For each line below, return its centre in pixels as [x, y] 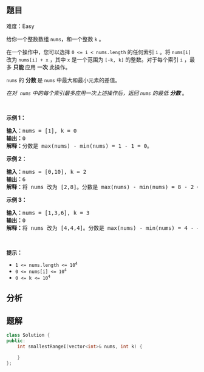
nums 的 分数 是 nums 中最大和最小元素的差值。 [63, 80]
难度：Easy [20, 26]
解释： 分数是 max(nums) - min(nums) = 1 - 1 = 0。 [80, 146]
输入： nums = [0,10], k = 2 [46, 172]
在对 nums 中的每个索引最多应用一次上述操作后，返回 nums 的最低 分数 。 [97, 93]
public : [16, 341]
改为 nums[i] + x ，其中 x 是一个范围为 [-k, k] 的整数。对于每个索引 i [95, 60]
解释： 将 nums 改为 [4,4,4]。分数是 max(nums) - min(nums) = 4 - [100, 228]
